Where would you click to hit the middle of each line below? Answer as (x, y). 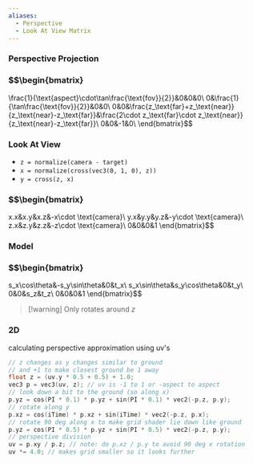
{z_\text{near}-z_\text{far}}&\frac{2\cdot (74, 115)
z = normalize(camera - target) (74, 162)
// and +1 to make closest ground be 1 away (84, 370)
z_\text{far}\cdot (169, 115)
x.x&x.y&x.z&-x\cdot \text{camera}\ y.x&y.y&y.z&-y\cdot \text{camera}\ (126, 217)
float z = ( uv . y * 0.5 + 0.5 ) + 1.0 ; (71, 377)
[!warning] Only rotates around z (82, 309)
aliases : (23, 16)
